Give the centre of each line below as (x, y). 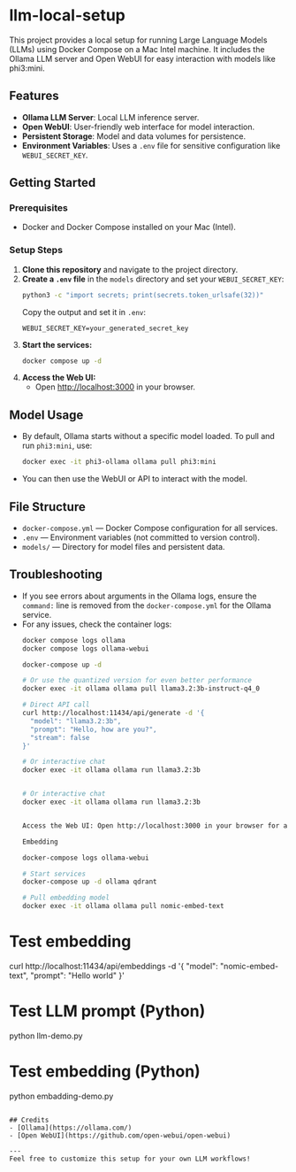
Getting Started (53, 183)
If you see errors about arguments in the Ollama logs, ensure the (140, 596)
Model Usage (46, 415)
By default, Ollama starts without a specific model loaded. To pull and (148, 436)
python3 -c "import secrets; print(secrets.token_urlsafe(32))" (143, 295)
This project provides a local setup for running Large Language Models (138, 40)
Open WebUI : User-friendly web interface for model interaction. (138, 127)
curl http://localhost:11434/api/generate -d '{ (113, 713)
